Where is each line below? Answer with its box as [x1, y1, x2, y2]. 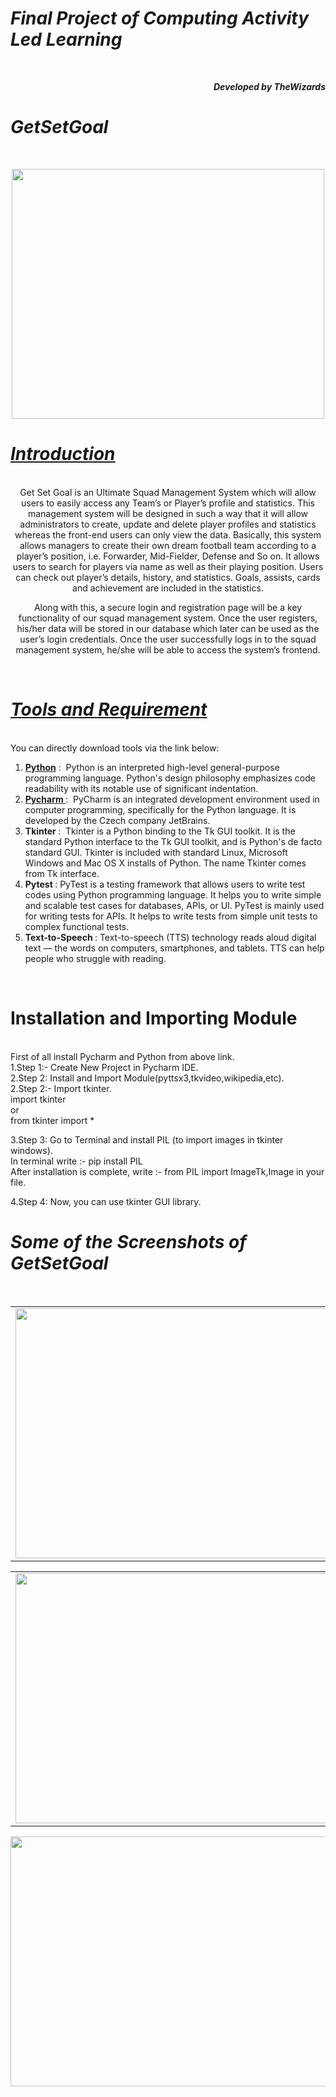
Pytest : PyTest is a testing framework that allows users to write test [24, 878, 306, 890]
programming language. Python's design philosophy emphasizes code [24, 772, 316, 784]
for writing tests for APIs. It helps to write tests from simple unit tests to [24, 910, 318, 922]
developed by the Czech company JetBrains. [24, 814, 211, 826]
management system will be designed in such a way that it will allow [27, 507, 309, 519]
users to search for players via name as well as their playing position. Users [12, 560, 324, 572]
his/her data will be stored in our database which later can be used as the [16, 622, 320, 634]
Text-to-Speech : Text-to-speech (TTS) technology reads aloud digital [24, 931, 317, 943]
